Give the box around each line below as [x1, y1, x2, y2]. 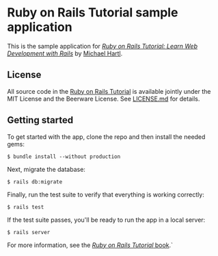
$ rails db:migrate [7, 178, 63, 185]
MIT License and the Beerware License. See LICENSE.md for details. [7, 94, 200, 103]
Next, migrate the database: [7, 165, 85, 173]
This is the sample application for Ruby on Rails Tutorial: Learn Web [7, 42, 198, 50]
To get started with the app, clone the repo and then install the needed [7, 132, 206, 141]
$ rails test [7, 203, 44, 210]
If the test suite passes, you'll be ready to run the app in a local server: [7, 216, 206, 224]
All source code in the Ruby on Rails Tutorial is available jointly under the [7, 87, 211, 95]
